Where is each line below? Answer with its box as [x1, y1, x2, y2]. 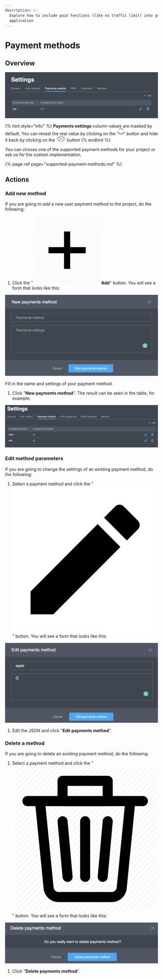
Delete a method [5, 740, 45, 747]
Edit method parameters [5, 455, 64, 462]
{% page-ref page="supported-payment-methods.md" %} [5, 161, 122, 167]
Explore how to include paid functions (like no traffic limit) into [9, 13, 153, 18]
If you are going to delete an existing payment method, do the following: [5, 751, 149, 757]
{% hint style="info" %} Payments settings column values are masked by [5, 123, 153, 129]
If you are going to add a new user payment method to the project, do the [5, 201, 152, 207]
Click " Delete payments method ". [12, 968, 81, 974]
